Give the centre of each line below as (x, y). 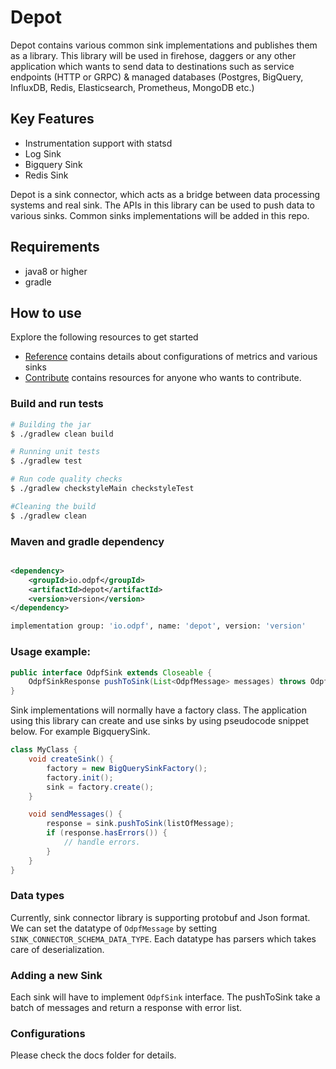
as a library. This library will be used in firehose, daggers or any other (153, 55)
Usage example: (50, 652)
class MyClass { (44, 750)
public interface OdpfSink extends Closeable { (111, 672)
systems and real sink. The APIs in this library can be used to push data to (162, 205)
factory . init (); (80, 777)
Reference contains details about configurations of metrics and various (171, 357)
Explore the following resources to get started (104, 337)
